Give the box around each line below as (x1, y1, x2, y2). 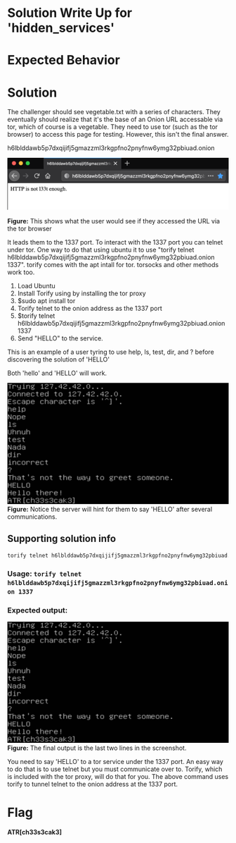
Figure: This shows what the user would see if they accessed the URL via (7, 216, 220, 225)
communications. (7, 512, 58, 521)
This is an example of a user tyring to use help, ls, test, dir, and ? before (7, 347, 214, 356)
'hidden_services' (7, 20, 114, 36)
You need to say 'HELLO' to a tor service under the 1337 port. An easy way (7, 758, 223, 766)
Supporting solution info (7, 532, 117, 544)
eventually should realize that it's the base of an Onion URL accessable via (7, 115, 223, 124)
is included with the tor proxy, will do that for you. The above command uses (7, 773, 229, 781)
